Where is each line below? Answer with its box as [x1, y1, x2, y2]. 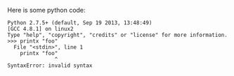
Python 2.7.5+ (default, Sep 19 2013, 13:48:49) [7, 20, 152, 26]
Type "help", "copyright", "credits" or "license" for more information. [7, 31, 228, 38]
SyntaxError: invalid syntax [7, 62, 93, 69]
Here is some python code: [7, 6, 86, 14]
